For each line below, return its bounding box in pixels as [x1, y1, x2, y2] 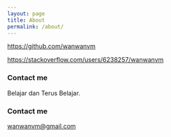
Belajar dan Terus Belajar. [7, 88, 80, 97]
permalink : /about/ [7, 23, 64, 30]
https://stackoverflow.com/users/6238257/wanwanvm [7, 56, 164, 64]
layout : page [7, 10, 45, 17]
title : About [7, 17, 45, 24]
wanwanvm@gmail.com [7, 122, 76, 130]
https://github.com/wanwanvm [7, 42, 96, 51]
